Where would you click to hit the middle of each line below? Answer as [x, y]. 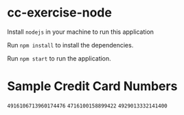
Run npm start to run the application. [59, 58]
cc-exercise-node [59, 13]
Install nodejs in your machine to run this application [81, 32]
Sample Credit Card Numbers [92, 86]
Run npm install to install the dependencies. [70, 45]
